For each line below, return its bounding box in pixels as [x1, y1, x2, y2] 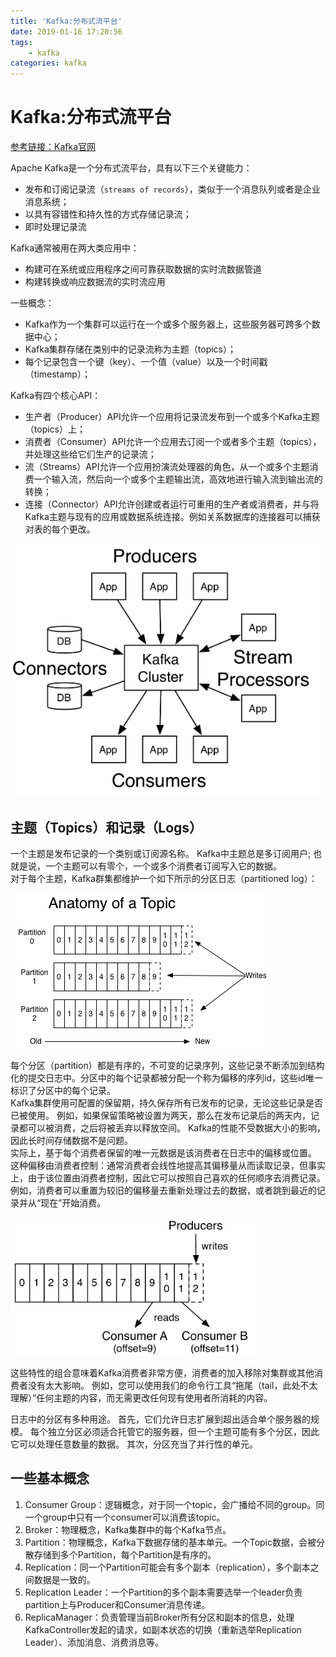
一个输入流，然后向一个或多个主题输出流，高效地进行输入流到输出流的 [33, 473, 323, 485]
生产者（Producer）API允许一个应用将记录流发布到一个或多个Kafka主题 [24, 411, 320, 423]
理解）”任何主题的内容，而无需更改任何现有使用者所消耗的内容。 [10, 1391, 273, 1404]
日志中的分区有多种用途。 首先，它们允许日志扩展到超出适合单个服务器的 [10, 1413, 311, 1425]
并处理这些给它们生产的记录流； [24, 448, 157, 460]
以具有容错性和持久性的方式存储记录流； [24, 208, 192, 220]
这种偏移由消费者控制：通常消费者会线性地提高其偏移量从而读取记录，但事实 [10, 1159, 326, 1171]
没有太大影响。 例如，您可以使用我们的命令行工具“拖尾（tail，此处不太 [27, 1379, 318, 1391]
